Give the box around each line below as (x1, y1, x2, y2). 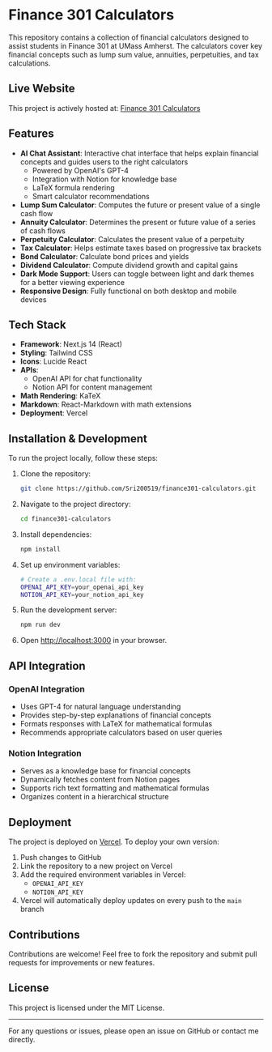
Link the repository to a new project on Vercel (19, 861, 172, 871)
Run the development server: (19, 605, 117, 615)
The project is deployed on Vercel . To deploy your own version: (8, 837, 220, 847)
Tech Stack (8, 317, 66, 331)
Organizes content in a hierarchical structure (19, 792, 169, 802)
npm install (19, 545, 61, 553)
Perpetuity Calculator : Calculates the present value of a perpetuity (19, 234, 244, 244)
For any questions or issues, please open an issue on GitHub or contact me (8, 1026, 259, 1036)
